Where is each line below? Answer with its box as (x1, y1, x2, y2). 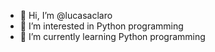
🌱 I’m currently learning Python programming (19, 31, 206, 42)
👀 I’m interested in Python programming (19, 20, 184, 32)
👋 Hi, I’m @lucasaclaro (19, 10, 113, 21)
